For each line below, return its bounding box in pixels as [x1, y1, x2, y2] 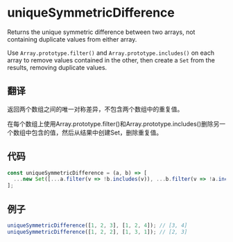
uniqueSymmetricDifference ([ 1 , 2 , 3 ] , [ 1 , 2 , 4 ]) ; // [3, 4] [7, 222, 188, 229]
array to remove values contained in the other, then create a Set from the [7, 55, 215, 64]
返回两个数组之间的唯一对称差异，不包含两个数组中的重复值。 [7, 105, 184, 113]
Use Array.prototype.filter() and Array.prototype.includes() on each [7, 49, 215, 57]
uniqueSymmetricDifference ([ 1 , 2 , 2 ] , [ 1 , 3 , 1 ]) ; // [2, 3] [7, 228, 188, 235]
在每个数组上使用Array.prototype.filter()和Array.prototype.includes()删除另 [7, 119, 220, 128]
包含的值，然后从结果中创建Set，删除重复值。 [31, 128, 163, 137]
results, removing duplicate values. [7, 63, 107, 71]
